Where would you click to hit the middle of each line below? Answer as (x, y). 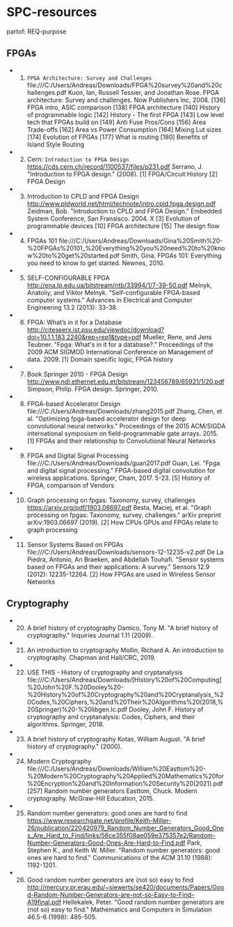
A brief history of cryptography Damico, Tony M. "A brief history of (122, 628)
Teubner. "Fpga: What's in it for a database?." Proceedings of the (120, 344)
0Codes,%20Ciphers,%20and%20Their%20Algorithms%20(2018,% (125, 702)
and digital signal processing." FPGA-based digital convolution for (121, 470)
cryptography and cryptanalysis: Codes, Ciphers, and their (111, 716)
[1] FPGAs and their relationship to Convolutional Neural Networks (121, 441)
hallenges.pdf (47, 92)
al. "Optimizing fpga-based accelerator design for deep (106, 419)
